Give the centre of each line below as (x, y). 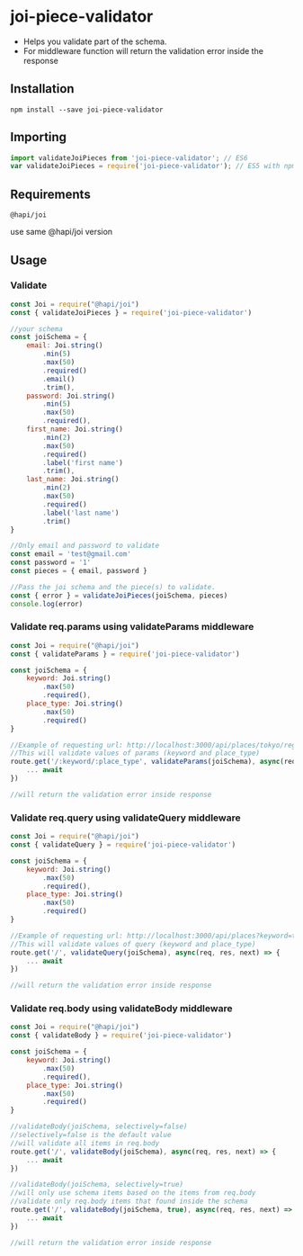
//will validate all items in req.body (85, 1143)
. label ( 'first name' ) (83, 462)
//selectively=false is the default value (91, 1135)
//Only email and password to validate (85, 546)
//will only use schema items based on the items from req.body (133, 1193)
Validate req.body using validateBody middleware (121, 1009)
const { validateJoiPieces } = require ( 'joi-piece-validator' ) (131, 312)
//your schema (37, 329)
